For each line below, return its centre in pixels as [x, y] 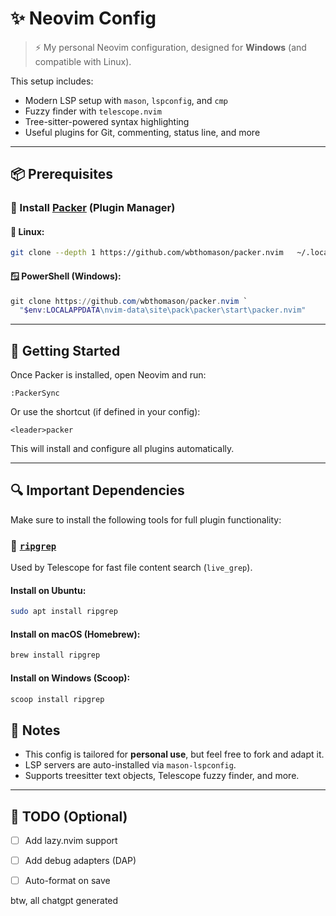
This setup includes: [52, 81]
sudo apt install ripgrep [64, 612]
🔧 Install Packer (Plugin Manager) [93, 208]
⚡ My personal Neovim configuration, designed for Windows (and [170, 47]
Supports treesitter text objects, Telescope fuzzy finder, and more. [162, 776]
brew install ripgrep [55, 655]
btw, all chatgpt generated [64, 901]
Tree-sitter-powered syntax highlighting [107, 121]
